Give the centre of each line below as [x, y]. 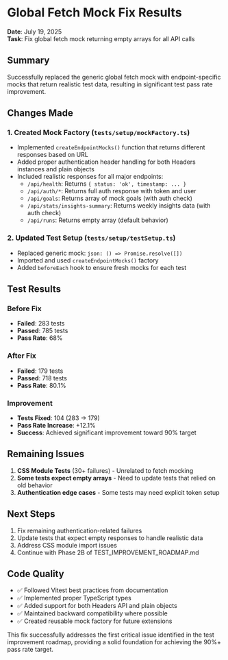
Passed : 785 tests [42, 331]
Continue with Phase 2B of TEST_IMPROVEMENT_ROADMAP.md [108, 552]
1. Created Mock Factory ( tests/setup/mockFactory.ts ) [99, 133]
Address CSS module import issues [67, 545]
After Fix [22, 356]
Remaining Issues [46, 454]
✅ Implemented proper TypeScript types [74, 598]
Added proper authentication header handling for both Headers [106, 162]
